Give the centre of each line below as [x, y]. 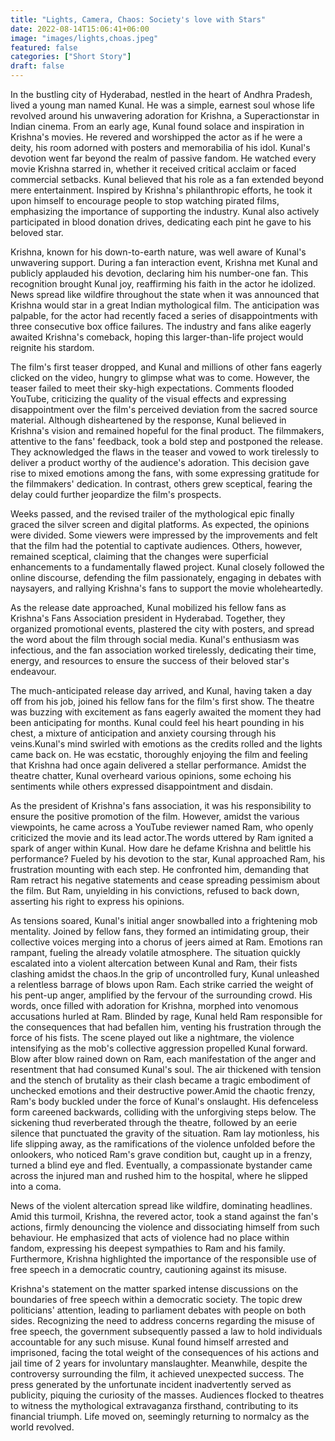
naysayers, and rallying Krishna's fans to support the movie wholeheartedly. [167, 588]
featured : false [44, 47]
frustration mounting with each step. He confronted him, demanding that [160, 869]
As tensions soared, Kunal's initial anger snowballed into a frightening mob [164, 920]
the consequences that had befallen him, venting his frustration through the [166, 1027]
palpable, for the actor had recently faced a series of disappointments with [164, 315]
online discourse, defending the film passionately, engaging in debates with [166, 577]
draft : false [37, 66]
